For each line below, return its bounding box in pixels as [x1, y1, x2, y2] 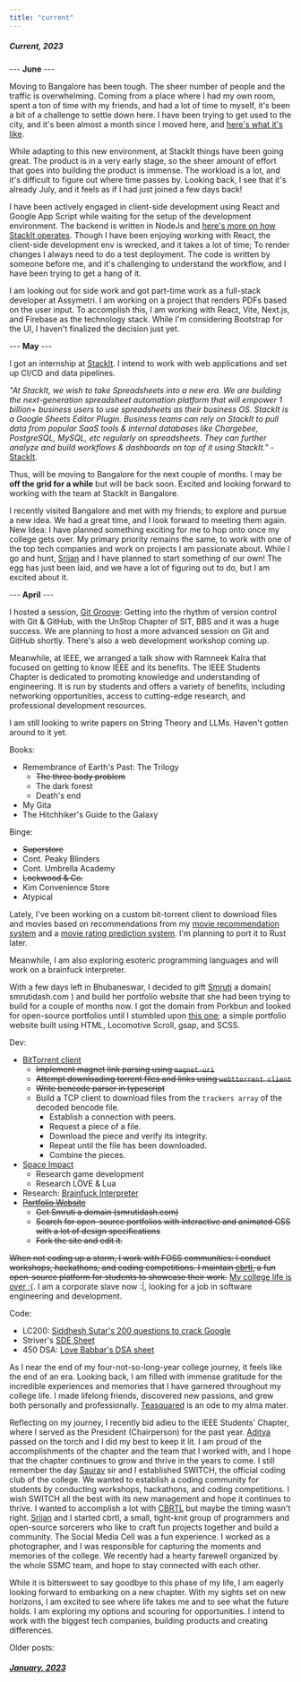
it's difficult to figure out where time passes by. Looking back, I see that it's [9, 174, 287, 185]
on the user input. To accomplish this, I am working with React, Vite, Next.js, [9, 304, 290, 314]
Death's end [35, 790, 82, 801]
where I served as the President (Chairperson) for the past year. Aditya [9, 1426, 271, 1437]
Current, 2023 [9, 41, 64, 52]
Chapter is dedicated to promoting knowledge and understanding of [9, 671, 261, 682]
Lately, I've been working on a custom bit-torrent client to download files [9, 908, 278, 919]
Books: [9, 744, 36, 755]
